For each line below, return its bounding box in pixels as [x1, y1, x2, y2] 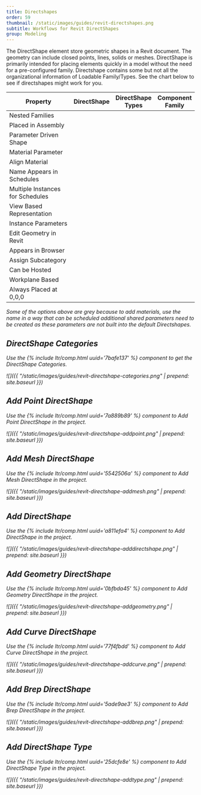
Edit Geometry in [9, 229, 57, 238]
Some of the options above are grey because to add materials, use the [6, 308, 181, 316]
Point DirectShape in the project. [6, 418, 87, 425]
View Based [9, 202, 43, 211]
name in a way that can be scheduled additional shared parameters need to [6, 314, 194, 322]
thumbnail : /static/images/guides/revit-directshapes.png [6, 20, 154, 26]
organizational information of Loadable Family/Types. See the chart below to [6, 73, 194, 80]
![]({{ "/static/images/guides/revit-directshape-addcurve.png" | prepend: [6, 661, 187, 668]
